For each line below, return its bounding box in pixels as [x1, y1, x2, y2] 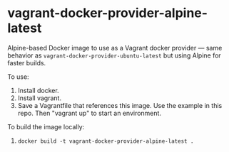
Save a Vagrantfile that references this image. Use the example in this [17, 101, 223, 109]
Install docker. [17, 86, 59, 94]
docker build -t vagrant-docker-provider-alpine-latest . [17, 137, 194, 145]
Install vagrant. [17, 94, 62, 102]
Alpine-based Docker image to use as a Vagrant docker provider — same [7, 43, 223, 52]
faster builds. [7, 58, 46, 67]
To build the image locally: [7, 122, 85, 131]
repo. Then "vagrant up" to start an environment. [17, 109, 162, 117]
